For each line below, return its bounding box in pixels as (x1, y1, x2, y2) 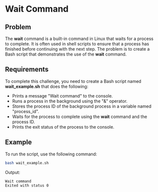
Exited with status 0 (5, 183, 49, 188)
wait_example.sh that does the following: (5, 83, 88, 89)
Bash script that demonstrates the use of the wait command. (5, 51, 127, 57)
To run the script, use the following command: (5, 151, 97, 157)
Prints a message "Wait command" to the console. (12, 93, 113, 98)
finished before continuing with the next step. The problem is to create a (5, 46, 150, 52)
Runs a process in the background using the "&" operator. (12, 98, 128, 104)
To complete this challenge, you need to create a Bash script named (5, 78, 141, 84)
